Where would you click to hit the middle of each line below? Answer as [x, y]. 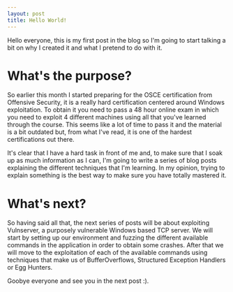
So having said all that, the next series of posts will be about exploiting [108, 223]
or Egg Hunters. [30, 268]
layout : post [26, 14]
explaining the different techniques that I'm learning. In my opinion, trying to [116, 168]
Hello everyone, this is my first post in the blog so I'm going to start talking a [116, 40]
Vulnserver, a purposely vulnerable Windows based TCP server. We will [110, 231]
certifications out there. [41, 140]
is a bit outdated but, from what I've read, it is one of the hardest [100, 132]
